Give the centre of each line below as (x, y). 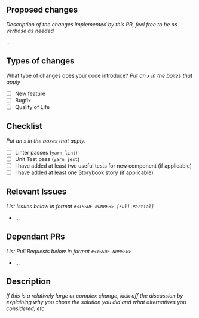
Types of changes (40, 61)
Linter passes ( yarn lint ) (46, 152)
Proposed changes (42, 10)
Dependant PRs (36, 237)
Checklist (25, 126)
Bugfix (23, 100)
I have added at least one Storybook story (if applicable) (84, 172)
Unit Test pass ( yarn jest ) (47, 159)
